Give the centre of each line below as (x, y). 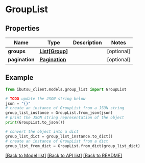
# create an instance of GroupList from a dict (57, 141)
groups (17, 51)
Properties (22, 28)
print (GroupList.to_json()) (35, 123)
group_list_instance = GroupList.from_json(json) (59, 113)
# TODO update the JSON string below (45, 99)
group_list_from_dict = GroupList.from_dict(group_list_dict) (73, 146)
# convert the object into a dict (42, 131)
